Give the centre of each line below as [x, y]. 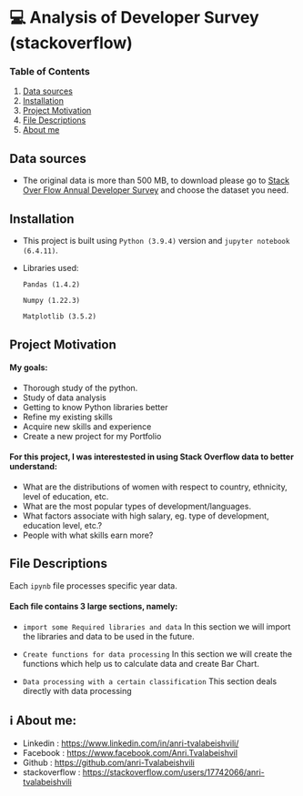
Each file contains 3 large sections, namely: [94, 607]
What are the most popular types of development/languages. [137, 506]
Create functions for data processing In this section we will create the [157, 654]
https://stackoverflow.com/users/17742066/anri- [174, 772]
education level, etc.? [62, 525]
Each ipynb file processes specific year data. [93, 585]
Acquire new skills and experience [87, 426]
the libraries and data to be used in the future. [108, 636]
